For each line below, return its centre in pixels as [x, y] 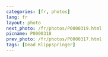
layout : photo [24, 23]
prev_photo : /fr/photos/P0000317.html [54, 39]
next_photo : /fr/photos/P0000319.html [54, 28]
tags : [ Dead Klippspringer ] [41, 45]
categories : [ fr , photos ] [38, 12]
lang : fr [17, 17]
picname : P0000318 [29, 34]
